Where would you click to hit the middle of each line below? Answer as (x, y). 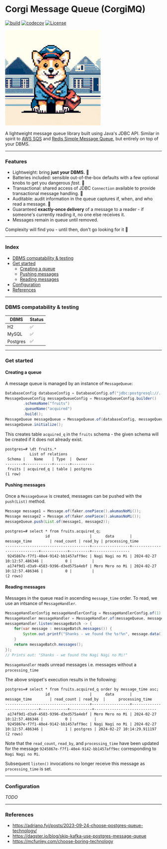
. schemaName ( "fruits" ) (46, 404)
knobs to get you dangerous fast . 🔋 (48, 183)
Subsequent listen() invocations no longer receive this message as (75, 763)
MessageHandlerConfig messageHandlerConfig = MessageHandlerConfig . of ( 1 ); (84, 613)
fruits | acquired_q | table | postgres (50, 469)
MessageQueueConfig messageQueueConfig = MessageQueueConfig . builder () (81, 398)
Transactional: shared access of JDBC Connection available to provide (84, 188)
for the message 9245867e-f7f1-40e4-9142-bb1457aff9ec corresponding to (81, 748)
